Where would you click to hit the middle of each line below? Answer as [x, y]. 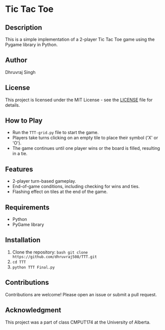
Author [16, 60]
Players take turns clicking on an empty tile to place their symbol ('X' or [85, 138]
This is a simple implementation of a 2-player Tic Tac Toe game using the [80, 39]
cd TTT [19, 262]
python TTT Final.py [33, 267]
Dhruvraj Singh [20, 72]
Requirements [27, 207]
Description [24, 28]
